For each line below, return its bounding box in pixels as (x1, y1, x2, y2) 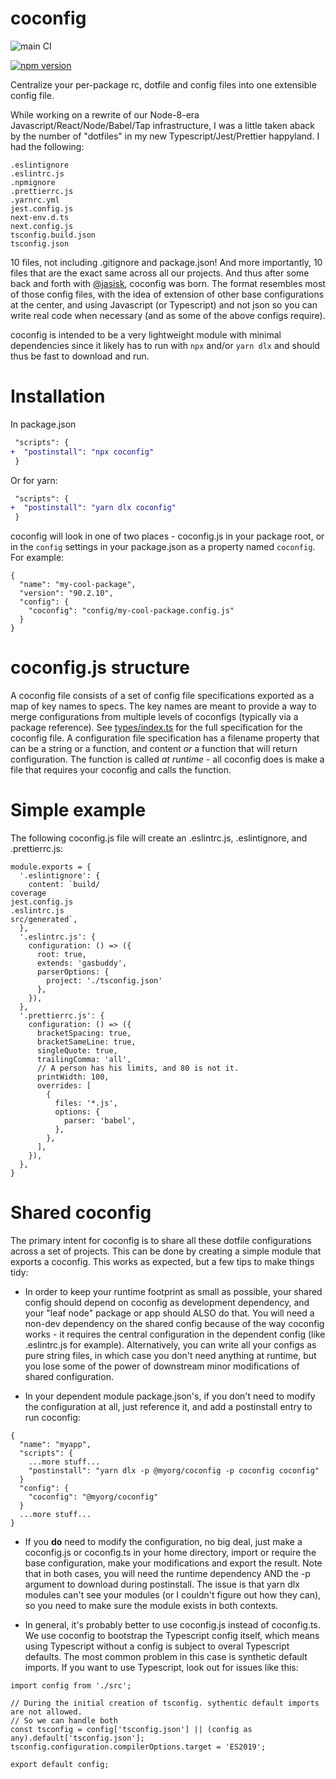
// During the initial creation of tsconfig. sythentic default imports (10, 1698, 320, 1708)
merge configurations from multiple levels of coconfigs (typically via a (10, 711, 299, 723)
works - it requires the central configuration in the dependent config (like (24, 1328, 326, 1340)
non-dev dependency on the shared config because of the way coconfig (24, 1317, 325, 1329)
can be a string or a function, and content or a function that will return (10, 743, 298, 755)
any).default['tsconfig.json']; (10, 1733, 145, 1743)
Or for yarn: (10, 474, 58, 486)
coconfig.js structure (10, 657, 190, 679)
